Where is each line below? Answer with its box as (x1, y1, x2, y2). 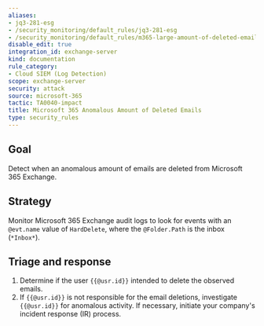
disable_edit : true (8, 41, 72, 49)
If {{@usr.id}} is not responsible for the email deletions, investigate (19, 292, 238, 302)
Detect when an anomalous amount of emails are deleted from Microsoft (8, 163, 243, 173)
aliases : (8, 11, 37, 20)
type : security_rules (8, 114, 79, 122)
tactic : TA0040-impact (8, 99, 82, 107)
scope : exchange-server (8, 77, 86, 85)
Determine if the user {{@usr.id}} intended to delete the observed (19, 276, 235, 285)
